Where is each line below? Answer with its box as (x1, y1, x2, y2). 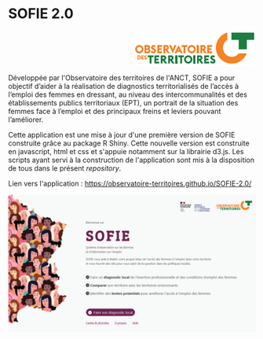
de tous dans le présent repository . (8, 163, 122, 173)
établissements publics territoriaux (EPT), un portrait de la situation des (8, 98, 239, 107)
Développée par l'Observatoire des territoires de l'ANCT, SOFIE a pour (8, 72, 236, 83)
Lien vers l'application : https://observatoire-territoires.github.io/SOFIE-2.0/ (8, 179, 252, 188)
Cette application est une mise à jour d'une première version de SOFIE (8, 130, 236, 139)
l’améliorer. (8, 115, 44, 124)
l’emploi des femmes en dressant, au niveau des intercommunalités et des (8, 90, 247, 99)
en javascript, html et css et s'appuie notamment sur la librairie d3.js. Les (8, 146, 244, 156)
